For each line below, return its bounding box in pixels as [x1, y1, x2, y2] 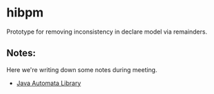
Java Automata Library [16, 79, 81, 87]
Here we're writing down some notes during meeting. [6, 65, 158, 73]
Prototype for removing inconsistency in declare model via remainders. [6, 27, 208, 36]
